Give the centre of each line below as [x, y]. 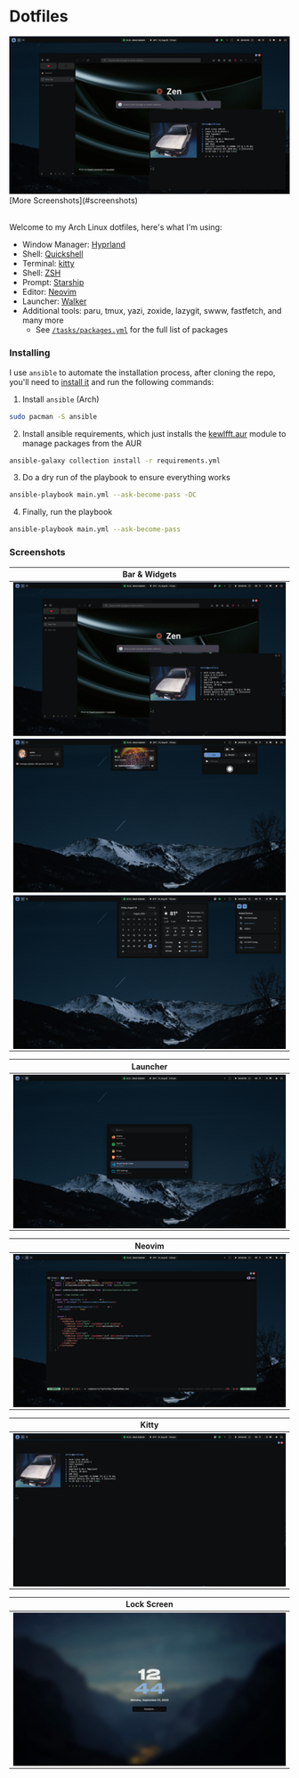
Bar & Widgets [149, 574]
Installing [30, 353]
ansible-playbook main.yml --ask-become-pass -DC [103, 495]
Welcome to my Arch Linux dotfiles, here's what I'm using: [116, 227]
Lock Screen [149, 1604]
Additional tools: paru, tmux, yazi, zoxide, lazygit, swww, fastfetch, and [152, 311]
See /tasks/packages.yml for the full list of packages [132, 330]
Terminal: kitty [48, 264]
